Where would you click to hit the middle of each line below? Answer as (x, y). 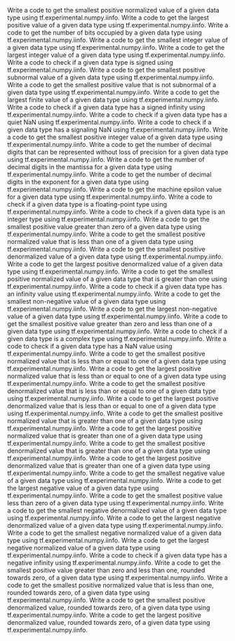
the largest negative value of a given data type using (83, 488)
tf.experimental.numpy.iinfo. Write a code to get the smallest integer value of (118, 40)
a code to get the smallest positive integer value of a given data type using (115, 137)
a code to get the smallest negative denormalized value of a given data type (117, 510)
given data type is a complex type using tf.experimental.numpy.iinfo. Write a (117, 339)
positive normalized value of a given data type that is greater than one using (117, 279)
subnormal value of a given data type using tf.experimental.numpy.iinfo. (111, 77)
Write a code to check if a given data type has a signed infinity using (106, 107)
